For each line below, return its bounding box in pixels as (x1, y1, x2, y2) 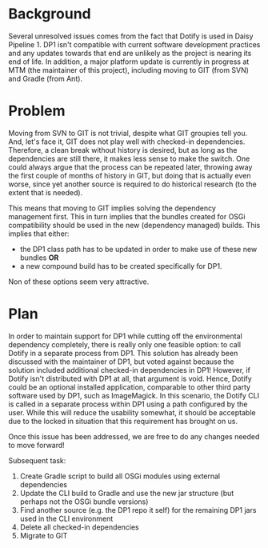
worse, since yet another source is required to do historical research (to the (8, 179, 258, 189)
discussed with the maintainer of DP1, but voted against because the (8, 357, 234, 366)
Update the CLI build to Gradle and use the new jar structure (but (19, 488, 234, 498)
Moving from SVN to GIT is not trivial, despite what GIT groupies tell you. (8, 128, 248, 138)
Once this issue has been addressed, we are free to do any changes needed (8, 431, 260, 441)
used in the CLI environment (19, 514, 114, 523)
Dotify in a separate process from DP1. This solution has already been (8, 348, 238, 358)
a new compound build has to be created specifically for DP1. (19, 261, 222, 270)
